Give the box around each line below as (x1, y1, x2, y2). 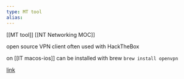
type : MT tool (6, 8, 43, 15)
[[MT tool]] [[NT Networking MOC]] (6, 31, 96, 38)
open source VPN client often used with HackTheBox (6, 43, 140, 50)
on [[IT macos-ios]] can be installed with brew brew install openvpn (6, 54, 179, 62)
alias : (6, 14, 23, 21)
